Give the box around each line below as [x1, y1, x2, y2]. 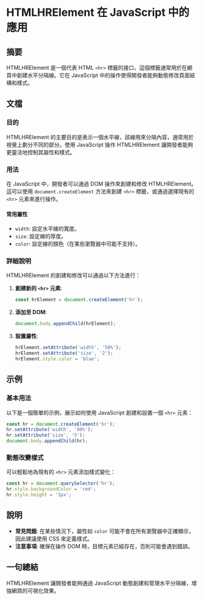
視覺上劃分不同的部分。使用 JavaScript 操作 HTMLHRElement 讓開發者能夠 [6, 141, 193, 148]
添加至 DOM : [15, 309, 47, 316]
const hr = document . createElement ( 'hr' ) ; [6, 421, 115, 427]
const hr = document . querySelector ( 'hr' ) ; [6, 480, 115, 486]
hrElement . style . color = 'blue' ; [15, 356, 100, 362]
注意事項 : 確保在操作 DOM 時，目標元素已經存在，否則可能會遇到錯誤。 [15, 542, 194, 550]
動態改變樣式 [6, 453, 44, 462]
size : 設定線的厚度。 [15, 233, 67, 240]
